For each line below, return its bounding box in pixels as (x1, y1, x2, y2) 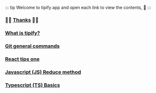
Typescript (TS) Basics (5, 81, 60, 88)
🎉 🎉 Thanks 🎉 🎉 (5, 16, 39, 23)
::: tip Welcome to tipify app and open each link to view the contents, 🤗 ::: (5, 5, 152, 10)
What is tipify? (5, 30, 40, 36)
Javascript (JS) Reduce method (5, 68, 81, 75)
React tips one (5, 56, 40, 62)
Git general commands (5, 43, 60, 49)
